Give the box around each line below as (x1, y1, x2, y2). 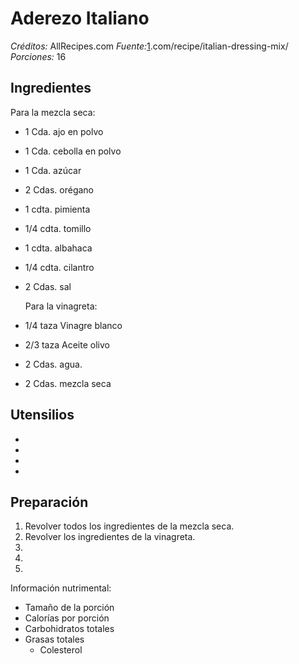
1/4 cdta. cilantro (24, 261, 95, 273)
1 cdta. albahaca (24, 242, 93, 254)
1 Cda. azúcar (24, 164, 82, 176)
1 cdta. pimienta (24, 203, 91, 215)
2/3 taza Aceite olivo (24, 338, 110, 351)
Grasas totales (24, 633, 85, 646)
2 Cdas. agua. (24, 358, 83, 370)
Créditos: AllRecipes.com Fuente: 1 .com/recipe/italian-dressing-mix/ (10, 40, 289, 52)
